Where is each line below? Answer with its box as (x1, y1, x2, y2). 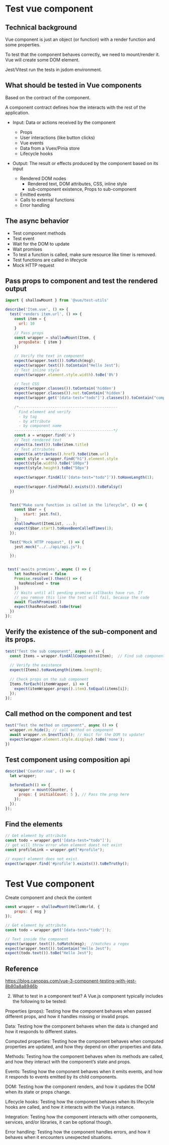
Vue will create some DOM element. (5, 57, 79, 63)
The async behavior (5, 217, 69, 225)
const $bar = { (14, 507, 46, 512)
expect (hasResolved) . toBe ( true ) (14, 604, 82, 609)
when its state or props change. (5, 1089, 71, 1095)
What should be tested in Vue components (5, 81, 142, 90)
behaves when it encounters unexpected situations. (5, 1134, 112, 1140)
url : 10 (18, 321, 35, 326)
